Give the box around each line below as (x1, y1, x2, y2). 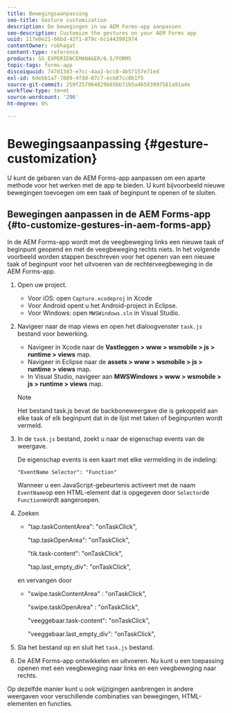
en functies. (39, 699, 73, 707)
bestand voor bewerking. (17, 330, 89, 338)
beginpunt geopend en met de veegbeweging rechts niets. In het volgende (7, 245, 220, 253)
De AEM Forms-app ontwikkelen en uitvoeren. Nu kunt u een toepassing (17, 656, 224, 665)
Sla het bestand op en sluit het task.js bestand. (17, 643, 154, 651)
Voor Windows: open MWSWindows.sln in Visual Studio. (27, 309, 180, 317)
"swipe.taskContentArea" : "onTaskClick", (27, 589, 147, 597)
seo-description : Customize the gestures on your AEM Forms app (7, 29, 197, 37)
